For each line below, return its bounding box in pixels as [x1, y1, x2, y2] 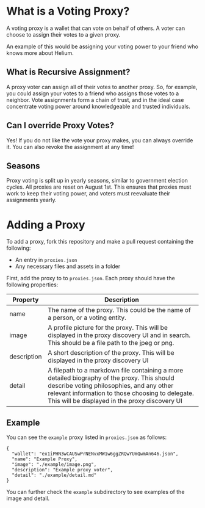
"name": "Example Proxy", [12, 456, 78, 462]
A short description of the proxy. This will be [48, 349, 175, 357]
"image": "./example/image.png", [12, 462, 97, 468]
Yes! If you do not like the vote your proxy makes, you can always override [6, 136, 193, 144]
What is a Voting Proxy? [6, 4, 130, 18]
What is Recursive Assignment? [6, 67, 131, 78]
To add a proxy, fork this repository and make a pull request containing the [6, 238, 194, 245]
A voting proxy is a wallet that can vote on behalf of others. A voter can [6, 24, 185, 32]
